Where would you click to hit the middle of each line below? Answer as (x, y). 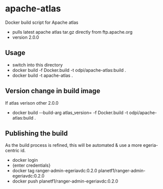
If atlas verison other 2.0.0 (32, 103)
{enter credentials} (31, 165)
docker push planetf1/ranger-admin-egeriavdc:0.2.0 (65, 181)
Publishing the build (37, 133)
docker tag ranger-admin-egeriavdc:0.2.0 (55, 171)
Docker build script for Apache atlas (42, 22)
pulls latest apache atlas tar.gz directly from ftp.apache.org (72, 32)
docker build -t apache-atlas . (42, 75)
